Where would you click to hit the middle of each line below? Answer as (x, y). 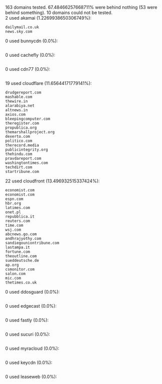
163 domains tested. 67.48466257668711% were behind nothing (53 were (81, 7)
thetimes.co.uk (21, 282)
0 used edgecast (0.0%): (31, 306)
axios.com (16, 115)
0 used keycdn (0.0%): (29, 362)
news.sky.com (19, 32)
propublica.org (21, 128)
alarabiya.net (20, 106)
